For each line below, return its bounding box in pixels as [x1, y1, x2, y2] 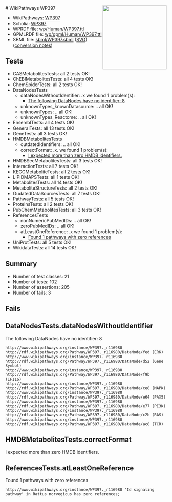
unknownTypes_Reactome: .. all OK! [20, 114, 96, 120]
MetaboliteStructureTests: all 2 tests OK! [12, 184, 98, 191]
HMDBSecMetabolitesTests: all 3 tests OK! [12, 157, 102, 163]
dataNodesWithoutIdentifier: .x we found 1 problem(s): [20, 92, 135, 98]
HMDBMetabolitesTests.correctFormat [5, 435, 132, 444]
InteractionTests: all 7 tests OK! [12, 163, 78, 169]
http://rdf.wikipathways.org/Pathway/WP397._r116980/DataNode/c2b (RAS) [5, 412, 164, 417]
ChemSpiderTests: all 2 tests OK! [12, 81, 82, 88]
